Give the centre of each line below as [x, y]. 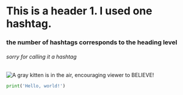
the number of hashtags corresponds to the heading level [92, 42]
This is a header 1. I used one [79, 11]
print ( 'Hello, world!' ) [36, 86]
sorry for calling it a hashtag [41, 56]
